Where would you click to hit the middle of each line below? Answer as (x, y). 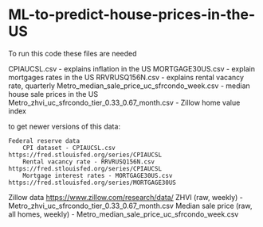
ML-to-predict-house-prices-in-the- (132, 15)
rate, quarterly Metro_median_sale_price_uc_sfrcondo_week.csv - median (130, 86)
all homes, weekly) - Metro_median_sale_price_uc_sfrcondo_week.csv (124, 214)
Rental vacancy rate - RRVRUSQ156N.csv (89, 162)
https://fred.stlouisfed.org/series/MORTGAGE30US (92, 183)
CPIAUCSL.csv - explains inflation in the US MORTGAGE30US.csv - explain (131, 68)
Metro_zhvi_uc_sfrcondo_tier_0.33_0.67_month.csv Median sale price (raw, (130, 206)
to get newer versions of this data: (65, 126)
